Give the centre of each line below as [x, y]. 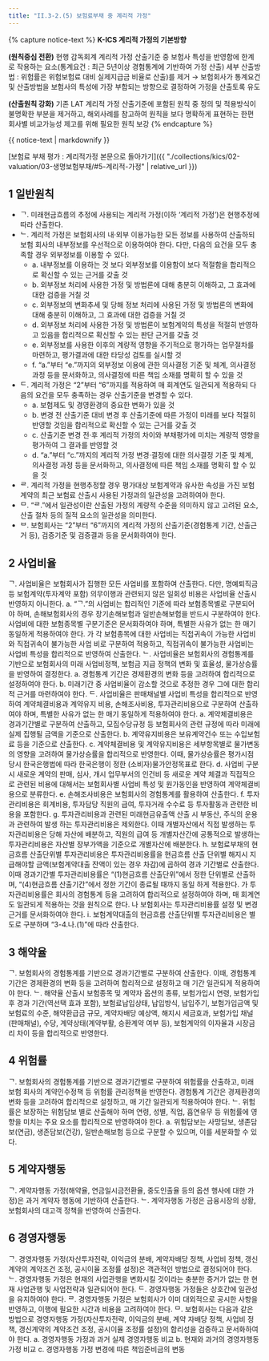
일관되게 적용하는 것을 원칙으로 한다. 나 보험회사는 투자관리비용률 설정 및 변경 [137, 905]
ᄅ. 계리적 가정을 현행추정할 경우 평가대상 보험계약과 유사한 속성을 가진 [130, 485]
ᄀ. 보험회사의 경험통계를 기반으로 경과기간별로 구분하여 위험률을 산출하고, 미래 [131, 1081]
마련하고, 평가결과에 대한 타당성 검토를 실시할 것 [106, 355]
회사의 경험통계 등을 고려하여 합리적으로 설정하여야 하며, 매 [147, 895]
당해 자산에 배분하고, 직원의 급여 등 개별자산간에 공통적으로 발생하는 [155, 834]
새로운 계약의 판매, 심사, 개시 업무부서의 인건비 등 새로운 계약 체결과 [122, 774]
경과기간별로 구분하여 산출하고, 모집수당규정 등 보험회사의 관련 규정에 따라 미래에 [134, 724]
